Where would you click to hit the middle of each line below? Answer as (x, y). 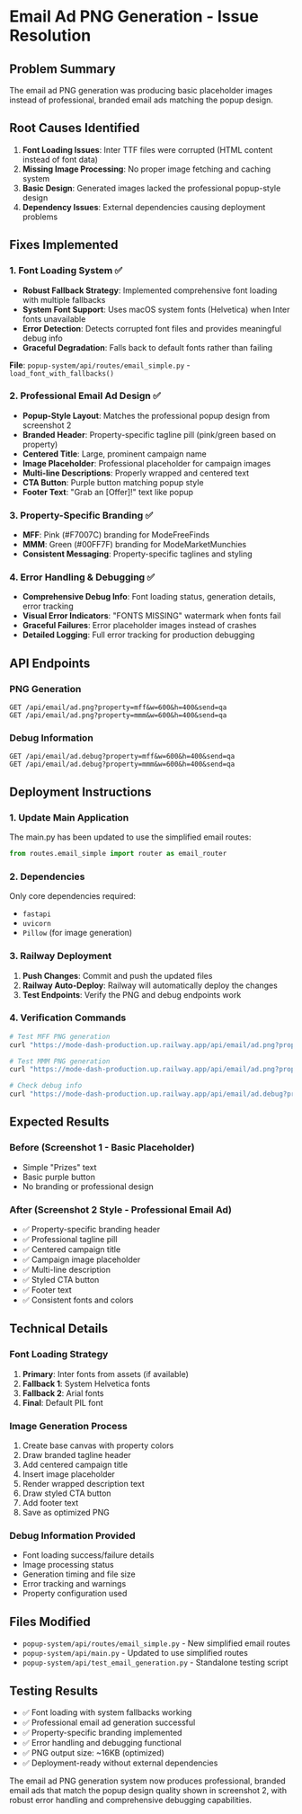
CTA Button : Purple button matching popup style (113, 482)
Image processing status (68, 1565)
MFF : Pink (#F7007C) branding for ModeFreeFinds (115, 535)
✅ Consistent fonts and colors (78, 1300)
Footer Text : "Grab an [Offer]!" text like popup (108, 492)
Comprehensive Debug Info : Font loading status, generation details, (149, 597)
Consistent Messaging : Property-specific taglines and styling (138, 554)
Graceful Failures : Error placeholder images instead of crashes (139, 626)
